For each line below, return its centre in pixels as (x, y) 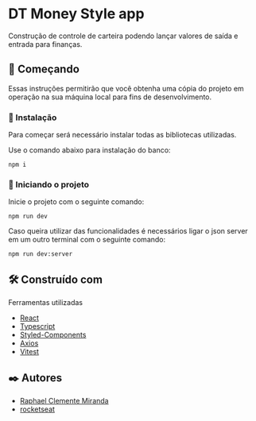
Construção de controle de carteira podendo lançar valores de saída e (123, 36)
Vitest (29, 352)
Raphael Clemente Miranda (64, 400)
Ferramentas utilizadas (46, 303)
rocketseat (37, 409)
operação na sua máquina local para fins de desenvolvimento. (110, 97)
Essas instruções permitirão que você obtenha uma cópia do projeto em (126, 88)
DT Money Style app (76, 14)
